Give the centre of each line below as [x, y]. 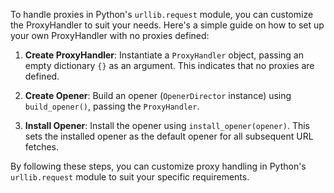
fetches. [42, 147]
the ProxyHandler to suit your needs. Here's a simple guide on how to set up [167, 25]
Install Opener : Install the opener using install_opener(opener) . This [167, 125]
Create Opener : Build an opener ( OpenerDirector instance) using [158, 95]
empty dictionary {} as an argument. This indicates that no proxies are [169, 65]
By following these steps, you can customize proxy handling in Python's [158, 166]
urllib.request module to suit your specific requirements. [130, 177]
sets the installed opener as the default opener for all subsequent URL [169, 136]
